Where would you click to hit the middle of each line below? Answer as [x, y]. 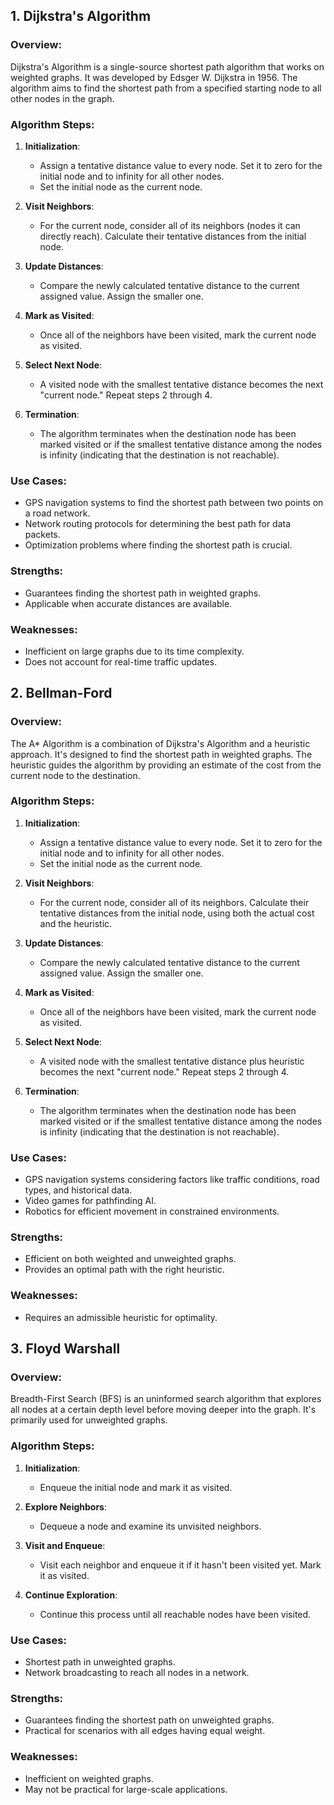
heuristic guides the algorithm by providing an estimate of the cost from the [166, 765]
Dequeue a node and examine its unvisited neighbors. [150, 1526]
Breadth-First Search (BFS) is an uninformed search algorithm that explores [166, 1399]
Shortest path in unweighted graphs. [100, 1662]
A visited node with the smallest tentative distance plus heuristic [172, 1061]
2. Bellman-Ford [61, 693]
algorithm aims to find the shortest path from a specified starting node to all [166, 88]
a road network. [57, 513]
